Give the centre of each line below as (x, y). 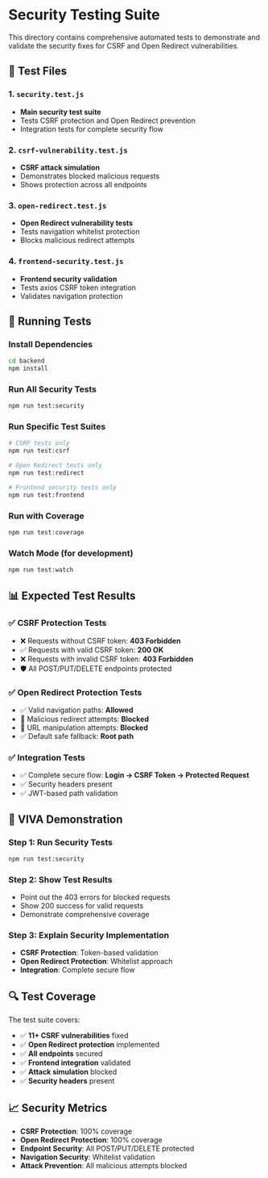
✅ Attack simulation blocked (68, 1072)
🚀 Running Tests (50, 321)
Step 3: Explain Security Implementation (89, 936)
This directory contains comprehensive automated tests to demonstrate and (134, 37)
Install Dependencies (51, 344)
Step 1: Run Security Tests (60, 842)
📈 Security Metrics (58, 1108)
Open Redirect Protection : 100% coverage (91, 1140)
